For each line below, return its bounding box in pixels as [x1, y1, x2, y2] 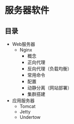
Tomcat [19, 103, 36, 109]
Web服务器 [12, 41, 35, 47]
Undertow [19, 114, 41, 120]
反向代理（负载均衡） [27, 66, 72, 71]
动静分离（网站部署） [27, 85, 72, 91]
